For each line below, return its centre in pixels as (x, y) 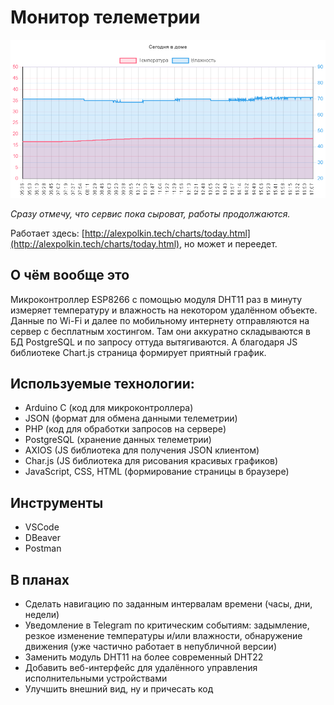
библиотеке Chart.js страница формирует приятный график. (138, 352)
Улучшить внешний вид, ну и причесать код (119, 688)
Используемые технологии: (102, 383)
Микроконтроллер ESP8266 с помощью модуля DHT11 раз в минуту (156, 299)
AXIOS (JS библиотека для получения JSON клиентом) (142, 450)
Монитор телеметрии (105, 17)
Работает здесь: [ (47, 233)
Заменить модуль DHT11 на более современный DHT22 (144, 657)
